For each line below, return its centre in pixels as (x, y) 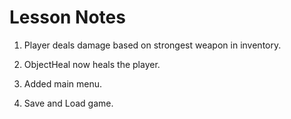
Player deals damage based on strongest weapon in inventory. (152, 45)
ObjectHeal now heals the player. (92, 64)
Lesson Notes (67, 17)
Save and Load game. (68, 103)
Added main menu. (63, 83)
